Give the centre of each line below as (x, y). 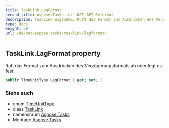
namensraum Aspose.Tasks (41, 114)
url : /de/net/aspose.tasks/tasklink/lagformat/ (56, 33)
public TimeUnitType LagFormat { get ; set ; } (54, 80)
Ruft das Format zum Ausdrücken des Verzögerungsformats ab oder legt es (84, 65)
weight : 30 (17, 29)
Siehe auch (19, 93)
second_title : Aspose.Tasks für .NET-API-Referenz (59, 15)
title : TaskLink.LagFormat (33, 10)
